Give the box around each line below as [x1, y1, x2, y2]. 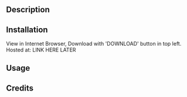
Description [6, 5, 50, 15]
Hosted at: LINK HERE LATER [6, 46, 76, 53]
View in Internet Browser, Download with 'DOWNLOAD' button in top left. [6, 40, 182, 47]
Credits [6, 83, 34, 93]
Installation [6, 25, 48, 34]
